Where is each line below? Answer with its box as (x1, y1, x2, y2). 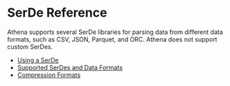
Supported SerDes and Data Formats (17, 63, 123, 71)
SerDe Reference (7, 5, 107, 21)
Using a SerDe (17, 55, 59, 64)
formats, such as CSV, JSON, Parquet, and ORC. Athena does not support (7, 35, 218, 43)
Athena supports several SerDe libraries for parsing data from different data (7, 28, 223, 36)
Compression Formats (17, 71, 81, 79)
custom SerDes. (7, 42, 53, 51)
